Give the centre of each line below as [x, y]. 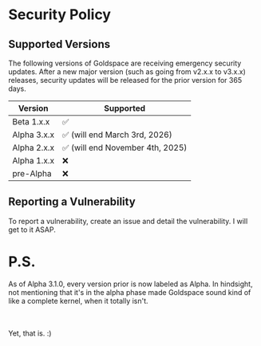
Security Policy [60, 15]
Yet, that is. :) [30, 333]
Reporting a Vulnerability [72, 202]
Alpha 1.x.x [33, 161]
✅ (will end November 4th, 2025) [125, 147]
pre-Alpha [32, 173]
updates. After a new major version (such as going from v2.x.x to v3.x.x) [127, 72]
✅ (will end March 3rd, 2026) [117, 135]
